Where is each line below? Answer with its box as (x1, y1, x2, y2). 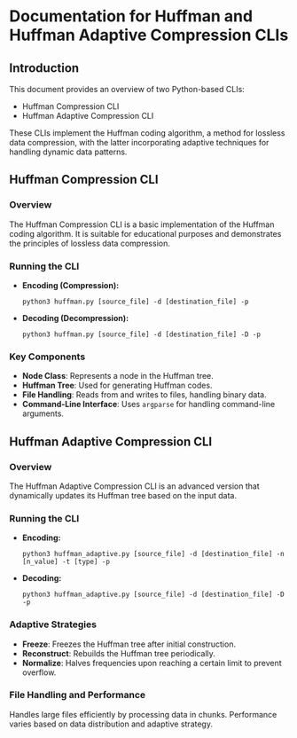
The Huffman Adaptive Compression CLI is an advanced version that (9, 481, 260, 491)
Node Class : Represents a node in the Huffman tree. (21, 371, 215, 381)
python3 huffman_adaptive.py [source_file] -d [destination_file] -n (21, 550, 285, 559)
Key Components (9, 350, 86, 363)
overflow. (21, 667, 57, 678)
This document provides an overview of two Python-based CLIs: (9, 84, 246, 94)
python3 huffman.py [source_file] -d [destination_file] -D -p (21, 330, 262, 339)
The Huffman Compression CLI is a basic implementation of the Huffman (9, 219, 275, 230)
